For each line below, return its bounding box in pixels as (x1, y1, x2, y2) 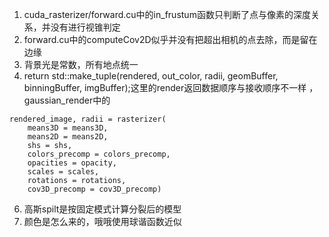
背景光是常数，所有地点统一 (23, 59, 139, 70)
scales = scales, (27, 167, 100, 177)
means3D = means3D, (27, 123, 109, 133)
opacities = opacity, (27, 158, 117, 168)
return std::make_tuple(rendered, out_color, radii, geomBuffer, (23, 70, 279, 82)
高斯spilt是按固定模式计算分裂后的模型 (23, 203, 182, 215)
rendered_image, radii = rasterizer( (9, 114, 167, 124)
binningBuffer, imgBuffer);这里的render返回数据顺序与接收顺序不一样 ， (23, 82, 319, 93)
